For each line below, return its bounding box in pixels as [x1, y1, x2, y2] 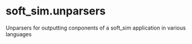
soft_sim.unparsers [5, 4, 106, 18]
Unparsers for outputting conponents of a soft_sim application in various [5, 24, 186, 31]
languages [5, 30, 32, 37]
